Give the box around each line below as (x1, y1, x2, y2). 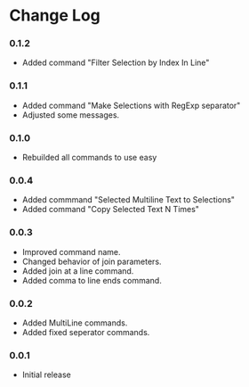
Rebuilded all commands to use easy (21, 152, 157, 163)
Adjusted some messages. (21, 109, 120, 120)
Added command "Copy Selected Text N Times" (21, 204, 200, 215)
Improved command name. (21, 246, 121, 257)
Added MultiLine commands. (21, 317, 128, 328)
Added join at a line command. (21, 265, 134, 276)
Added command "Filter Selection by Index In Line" (21, 57, 210, 68)
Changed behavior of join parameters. (21, 256, 162, 267)
